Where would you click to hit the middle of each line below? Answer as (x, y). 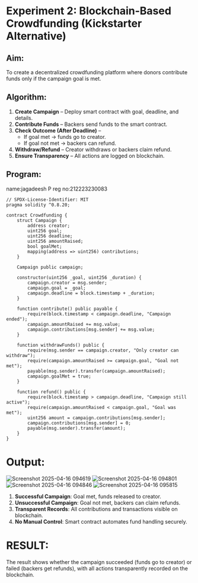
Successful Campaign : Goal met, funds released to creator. (88, 496)
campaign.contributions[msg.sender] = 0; (79, 423)
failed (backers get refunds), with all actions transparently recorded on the (97, 568)
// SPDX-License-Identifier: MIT (47, 199)
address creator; (49, 226)
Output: (25, 462)
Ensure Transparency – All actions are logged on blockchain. (90, 156)
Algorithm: (26, 97)
